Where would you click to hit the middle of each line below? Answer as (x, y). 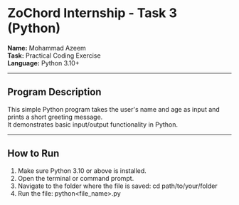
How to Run (33, 153)
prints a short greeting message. (55, 117)
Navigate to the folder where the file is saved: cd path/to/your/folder (118, 186)
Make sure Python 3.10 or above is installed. (82, 170)
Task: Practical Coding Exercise (54, 56)
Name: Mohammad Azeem (47, 48)
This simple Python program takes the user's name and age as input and (114, 109)
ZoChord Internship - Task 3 (92, 13)
